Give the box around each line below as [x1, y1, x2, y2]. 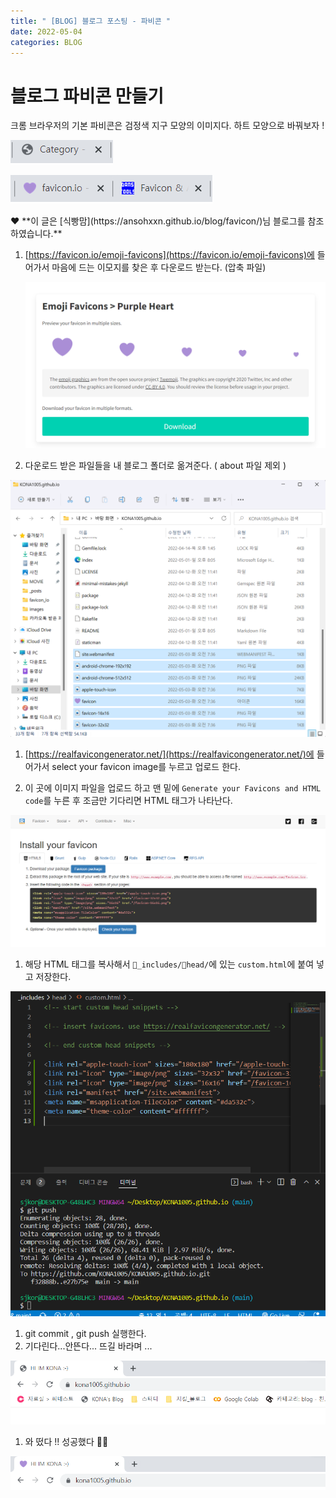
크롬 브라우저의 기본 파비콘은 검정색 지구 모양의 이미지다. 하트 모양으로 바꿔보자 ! [10, 120, 325, 132]
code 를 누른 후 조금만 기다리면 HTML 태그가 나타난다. [24, 795, 233, 807]
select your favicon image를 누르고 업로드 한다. [51, 761, 241, 773]
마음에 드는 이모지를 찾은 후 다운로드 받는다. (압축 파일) [51, 261, 267, 274]
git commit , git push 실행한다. [24, 1328, 147, 1340]
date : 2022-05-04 [10, 26, 83, 37]
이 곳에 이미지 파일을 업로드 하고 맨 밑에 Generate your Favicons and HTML [24, 782, 322, 794]
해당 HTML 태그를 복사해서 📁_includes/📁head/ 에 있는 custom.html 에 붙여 [24, 958, 315, 970]
